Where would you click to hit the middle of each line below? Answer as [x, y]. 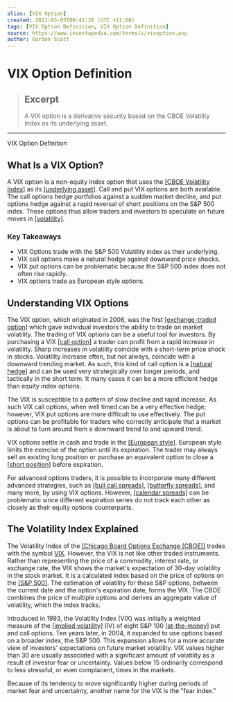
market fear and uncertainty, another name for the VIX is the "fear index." [112, 690]
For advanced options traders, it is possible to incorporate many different [112, 478]
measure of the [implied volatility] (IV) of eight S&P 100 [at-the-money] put [114, 626]
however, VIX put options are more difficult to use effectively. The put [106, 414]
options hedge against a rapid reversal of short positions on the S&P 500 [111, 204]
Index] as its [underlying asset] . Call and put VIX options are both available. [114, 189]
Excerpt [41, 99]
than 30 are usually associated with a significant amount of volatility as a [111, 655]
